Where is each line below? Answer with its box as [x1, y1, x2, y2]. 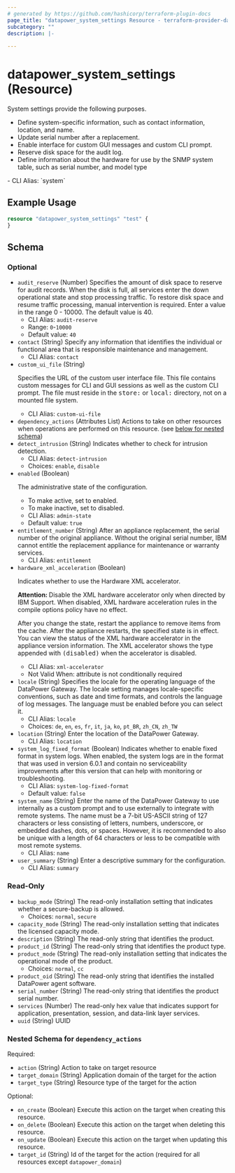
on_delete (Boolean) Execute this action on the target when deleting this [17, 1120, 226, 1129]
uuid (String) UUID [17, 1016, 71, 1024]
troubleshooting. [17, 774, 65, 782]
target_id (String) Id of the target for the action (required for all [17, 1150, 201, 1158]
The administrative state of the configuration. [17, 483, 148, 491]
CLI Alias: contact [27, 353, 79, 361]
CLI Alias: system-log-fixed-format [27, 782, 129, 790]
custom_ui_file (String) [17, 360, 85, 369]
